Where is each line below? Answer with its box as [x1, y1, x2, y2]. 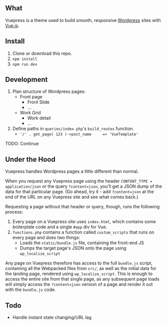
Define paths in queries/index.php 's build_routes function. [12, 126, 134, 132]
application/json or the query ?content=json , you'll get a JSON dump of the [5, 183, 162, 189]
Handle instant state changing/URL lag [12, 315, 92, 321]
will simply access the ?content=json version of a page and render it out [5, 282, 153, 288]
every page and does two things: [12, 235, 80, 241]
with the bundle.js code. [5, 287, 56, 293]
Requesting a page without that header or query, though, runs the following [5, 204, 160, 210]
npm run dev [12, 62, 37, 67]
